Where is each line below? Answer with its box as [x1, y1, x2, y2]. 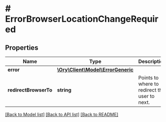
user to [138, 93, 155, 99]
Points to [138, 74, 159, 81]
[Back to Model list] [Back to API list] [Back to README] [5, 112, 119, 117]
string [57, 87, 72, 93]
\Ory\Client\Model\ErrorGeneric [57, 66, 134, 73]
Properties [5, 43, 39, 52]
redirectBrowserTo [7, 87, 53, 93]
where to [138, 81, 159, 87]
